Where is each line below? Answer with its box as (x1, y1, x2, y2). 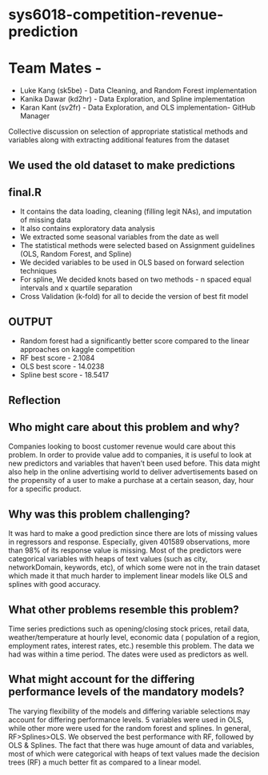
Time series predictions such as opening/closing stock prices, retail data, (8, 624, 250, 633)
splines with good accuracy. (8, 580, 102, 589)
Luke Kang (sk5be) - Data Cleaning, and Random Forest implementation (19, 86, 258, 95)
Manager (19, 111, 50, 121)
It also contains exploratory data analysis (19, 224, 155, 234)
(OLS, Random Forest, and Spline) (19, 250, 132, 259)
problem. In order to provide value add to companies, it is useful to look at (8, 450, 252, 460)
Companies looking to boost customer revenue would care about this (8, 441, 236, 451)
